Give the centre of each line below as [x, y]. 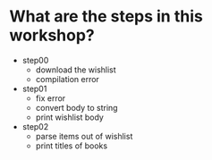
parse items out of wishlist [84, 136]
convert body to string [76, 107]
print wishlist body [70, 117]
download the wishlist [76, 70]
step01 [34, 88]
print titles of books [72, 146]
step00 [35, 60]
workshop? [52, 35]
